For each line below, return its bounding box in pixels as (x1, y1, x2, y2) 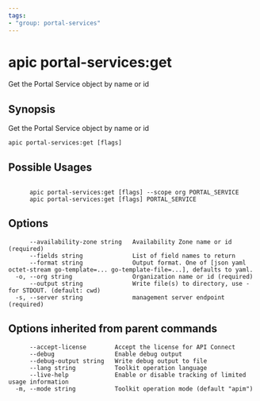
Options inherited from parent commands (8, 322, 218, 336)
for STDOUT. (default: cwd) (8, 287, 101, 295)
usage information (8, 378, 69, 386)
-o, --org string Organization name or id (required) (15, 272, 254, 280)
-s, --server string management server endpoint (15, 293, 225, 302)
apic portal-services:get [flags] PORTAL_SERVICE (29, 195, 197, 203)
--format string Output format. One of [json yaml (29, 259, 247, 267)
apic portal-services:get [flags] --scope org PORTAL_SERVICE (29, 188, 239, 197)
